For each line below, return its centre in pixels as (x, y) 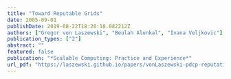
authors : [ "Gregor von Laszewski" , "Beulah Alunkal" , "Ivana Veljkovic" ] (115, 33)
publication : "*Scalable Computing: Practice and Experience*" (100, 58)
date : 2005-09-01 (32, 20)
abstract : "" (26, 45)
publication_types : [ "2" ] (44, 39)
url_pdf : (20, 65)
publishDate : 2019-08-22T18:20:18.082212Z (69, 26)
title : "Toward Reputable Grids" (55, 13)
